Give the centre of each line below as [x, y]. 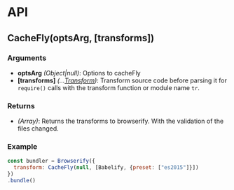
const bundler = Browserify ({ [51, 161]
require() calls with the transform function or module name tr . [108, 87]
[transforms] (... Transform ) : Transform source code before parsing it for [122, 80]
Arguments [27, 58]
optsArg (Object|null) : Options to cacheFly [79, 73]
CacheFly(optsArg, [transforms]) [81, 38]
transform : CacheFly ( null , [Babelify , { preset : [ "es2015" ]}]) [106, 168]
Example [22, 147]
